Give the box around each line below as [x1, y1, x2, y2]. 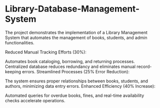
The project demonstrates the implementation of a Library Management [5, 29, 147, 35]
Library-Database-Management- [5, 3, 140, 14]
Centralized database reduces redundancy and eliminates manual [5, 64, 136, 69]
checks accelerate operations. [5, 97, 66, 103]
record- [136, 64, 152, 69]
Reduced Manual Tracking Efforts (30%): [5, 49, 87, 55]
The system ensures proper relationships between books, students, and [5, 78, 148, 84]
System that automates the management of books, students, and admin [5, 35, 147, 40]
